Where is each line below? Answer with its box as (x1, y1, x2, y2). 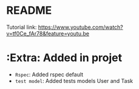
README (6, 4, 52, 17)
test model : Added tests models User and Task (15, 77, 134, 84)
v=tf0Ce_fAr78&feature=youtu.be (6, 29, 90, 37)
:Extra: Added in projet (6, 51, 123, 65)
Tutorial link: (6, 23, 37, 31)
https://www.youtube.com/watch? (38, 23, 123, 31)
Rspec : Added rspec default (15, 70, 84, 78)
